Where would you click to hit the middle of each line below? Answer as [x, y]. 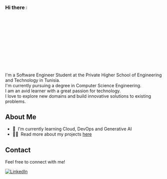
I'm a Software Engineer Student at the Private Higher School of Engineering [83, 75]
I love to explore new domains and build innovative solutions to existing [78, 96]
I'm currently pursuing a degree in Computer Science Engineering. [73, 85]
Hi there [15, 7]
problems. [15, 101]
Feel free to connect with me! [35, 162]
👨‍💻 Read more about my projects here [52, 134]
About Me [21, 117]
